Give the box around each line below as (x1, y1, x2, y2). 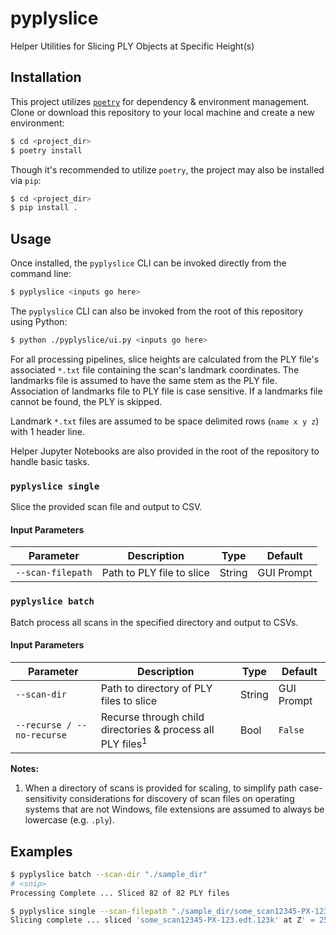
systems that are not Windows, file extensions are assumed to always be (24, 803, 325, 816)
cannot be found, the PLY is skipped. (10, 395, 163, 407)
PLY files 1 (100, 735, 148, 751)
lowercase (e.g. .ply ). (24, 814, 115, 826)
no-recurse (15, 730, 67, 741)
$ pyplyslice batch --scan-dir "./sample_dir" (10, 869, 208, 879)
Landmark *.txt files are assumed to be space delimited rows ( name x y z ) (10, 415, 320, 427)
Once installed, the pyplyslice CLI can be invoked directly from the (10, 257, 287, 269)
